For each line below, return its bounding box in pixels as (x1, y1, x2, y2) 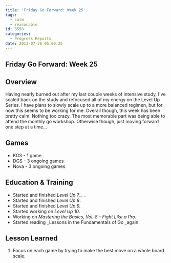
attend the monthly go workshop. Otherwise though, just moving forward (5, 118, 159, 124)
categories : (5, 31, 31, 36)
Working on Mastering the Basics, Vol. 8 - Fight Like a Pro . (12, 214, 137, 220)
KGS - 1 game (12, 152, 42, 158)
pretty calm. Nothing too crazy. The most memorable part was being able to (5, 112, 165, 119)
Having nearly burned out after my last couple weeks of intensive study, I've (5, 91, 166, 97)
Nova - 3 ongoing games (12, 163, 66, 170)
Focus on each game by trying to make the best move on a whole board (12, 248, 165, 254)
